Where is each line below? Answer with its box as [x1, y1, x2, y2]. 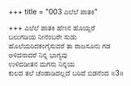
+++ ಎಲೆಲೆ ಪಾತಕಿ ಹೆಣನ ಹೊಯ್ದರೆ [8, 23, 95, 32]
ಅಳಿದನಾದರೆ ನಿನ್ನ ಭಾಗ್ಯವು [8, 50, 68, 59]
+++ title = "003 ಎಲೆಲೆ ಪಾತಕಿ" [8, 7, 99, 16]
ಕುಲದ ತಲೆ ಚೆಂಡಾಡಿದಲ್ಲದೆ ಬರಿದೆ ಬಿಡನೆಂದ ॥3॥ [8, 68, 125, 77]
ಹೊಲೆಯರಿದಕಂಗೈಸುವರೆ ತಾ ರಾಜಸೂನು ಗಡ [8, 41, 111, 51]
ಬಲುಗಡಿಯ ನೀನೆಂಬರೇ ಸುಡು [8, 32, 78, 41]
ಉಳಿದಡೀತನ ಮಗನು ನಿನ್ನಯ [8, 59, 75, 68]
